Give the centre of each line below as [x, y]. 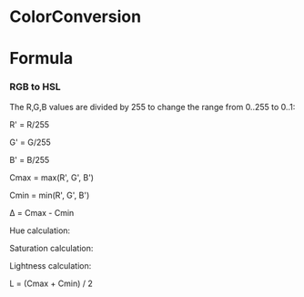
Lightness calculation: [51, 265]
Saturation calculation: [51, 248]
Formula [41, 59]
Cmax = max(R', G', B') [51, 177]
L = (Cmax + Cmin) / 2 [51, 283]
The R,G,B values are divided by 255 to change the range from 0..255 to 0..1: [152, 107]
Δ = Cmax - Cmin [42, 212]
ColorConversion [76, 17]
